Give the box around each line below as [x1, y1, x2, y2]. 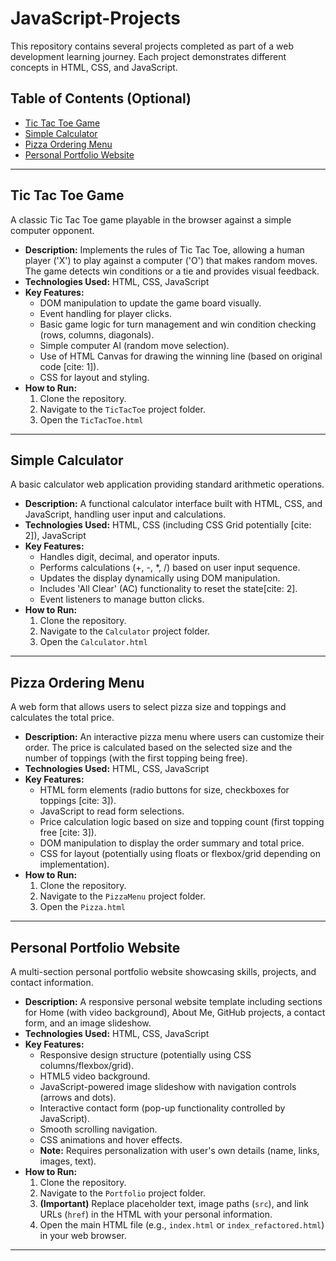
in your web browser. [39, 1230, 127, 1241]
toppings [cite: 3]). [39, 795, 117, 807]
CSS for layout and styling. [39, 371, 150, 383]
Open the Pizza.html [39, 901, 126, 913]
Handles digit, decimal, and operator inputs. [39, 551, 221, 563]
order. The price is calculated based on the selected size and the [24, 742, 293, 754]
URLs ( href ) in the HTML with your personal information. [39, 1208, 273, 1220]
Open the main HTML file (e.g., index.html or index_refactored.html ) [39, 1219, 325, 1231]
